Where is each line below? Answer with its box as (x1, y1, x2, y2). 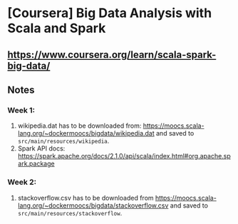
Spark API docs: (17, 144, 66, 153)
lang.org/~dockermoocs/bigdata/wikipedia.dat (17, 129, 155, 138)
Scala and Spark (7, 20, 106, 36)
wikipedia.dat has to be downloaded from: (17, 121, 142, 130)
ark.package (17, 159, 55, 168)
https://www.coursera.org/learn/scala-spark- (7, 49, 217, 61)
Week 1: (7, 105, 36, 115)
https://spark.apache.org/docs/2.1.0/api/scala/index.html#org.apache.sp (17, 152, 232, 161)
